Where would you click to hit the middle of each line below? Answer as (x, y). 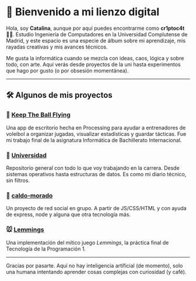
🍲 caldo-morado (29, 196)
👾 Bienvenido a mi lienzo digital (83, 12)
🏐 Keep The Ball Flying (38, 115)
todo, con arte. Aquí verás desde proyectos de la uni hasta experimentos (93, 64)
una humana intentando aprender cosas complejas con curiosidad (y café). (96, 272)
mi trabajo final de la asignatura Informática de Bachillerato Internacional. (94, 140)
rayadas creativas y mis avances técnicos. (57, 47)
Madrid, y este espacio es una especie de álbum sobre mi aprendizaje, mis (96, 40)
